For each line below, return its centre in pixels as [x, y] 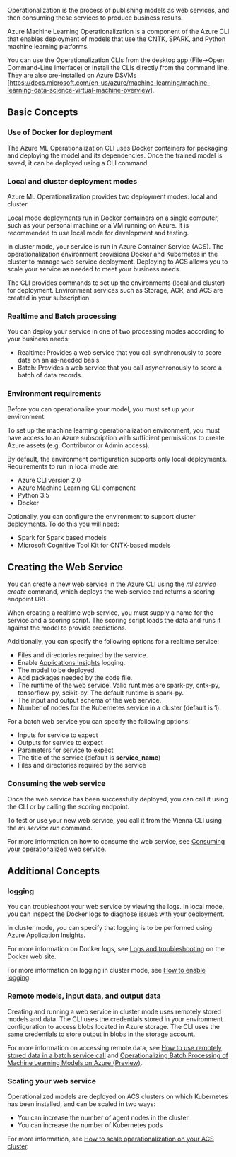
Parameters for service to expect [65, 750]
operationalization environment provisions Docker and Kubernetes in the [113, 254]
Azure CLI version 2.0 [49, 480]
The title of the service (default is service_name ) [89, 758]
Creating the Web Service [65, 567]
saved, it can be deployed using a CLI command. [78, 163]
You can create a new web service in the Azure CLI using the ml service [112, 584]
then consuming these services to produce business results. [95, 18]
